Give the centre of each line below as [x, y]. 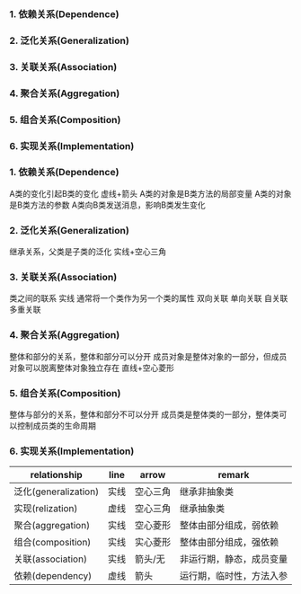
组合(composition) [53, 543]
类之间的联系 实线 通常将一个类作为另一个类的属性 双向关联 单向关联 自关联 [149, 298]
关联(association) [51, 559]
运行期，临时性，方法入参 [234, 576]
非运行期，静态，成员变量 [234, 559]
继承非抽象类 [207, 492]
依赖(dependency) [53, 576]
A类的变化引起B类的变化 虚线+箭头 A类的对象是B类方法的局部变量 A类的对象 [150, 193]
